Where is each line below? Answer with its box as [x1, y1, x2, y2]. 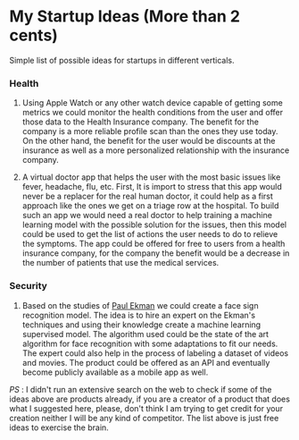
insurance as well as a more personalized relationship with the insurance [21, 145, 290, 156]
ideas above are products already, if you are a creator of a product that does [9, 393, 290, 404]
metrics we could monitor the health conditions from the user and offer [21, 107, 284, 118]
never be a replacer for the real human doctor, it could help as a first [21, 190, 274, 202]
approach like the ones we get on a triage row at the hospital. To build [21, 200, 279, 211]
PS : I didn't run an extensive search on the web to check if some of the [9, 384, 272, 394]
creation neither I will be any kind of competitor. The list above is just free [9, 412, 279, 423]
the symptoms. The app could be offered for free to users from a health [21, 239, 286, 250]
